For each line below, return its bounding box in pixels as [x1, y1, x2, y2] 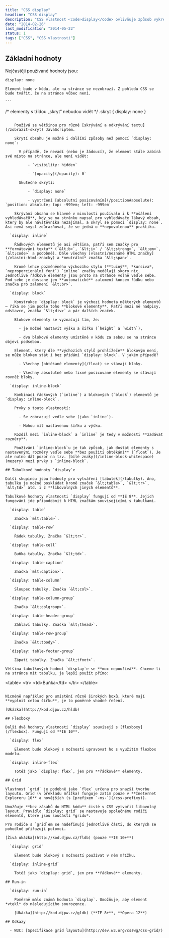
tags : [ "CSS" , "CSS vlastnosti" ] [5, 36, 75, 41]
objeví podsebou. [5, 339, 42, 344]
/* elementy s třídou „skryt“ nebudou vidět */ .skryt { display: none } [5, 108, 146, 114]
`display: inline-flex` [10, 760, 59, 765]
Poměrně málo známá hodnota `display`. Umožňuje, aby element [14, 897, 147, 902]
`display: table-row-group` [10, 631, 69, 636]
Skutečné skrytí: [18, 180, 55, 185]
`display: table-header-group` [10, 613, 75, 618]
